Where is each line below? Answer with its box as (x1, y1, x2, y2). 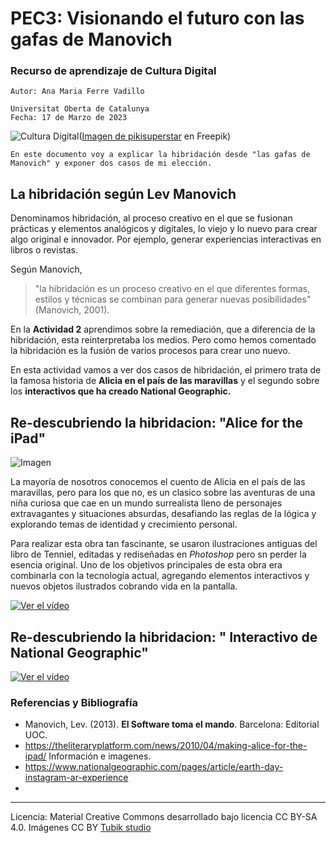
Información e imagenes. (48, 750, 152, 762)
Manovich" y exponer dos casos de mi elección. (10, 158, 213, 169)
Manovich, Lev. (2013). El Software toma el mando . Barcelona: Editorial (24, 718, 320, 731)
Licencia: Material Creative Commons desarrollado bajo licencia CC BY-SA (10, 811, 318, 823)
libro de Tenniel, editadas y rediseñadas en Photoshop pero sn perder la (10, 548, 307, 561)
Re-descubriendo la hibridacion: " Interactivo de (10, 628, 318, 646)
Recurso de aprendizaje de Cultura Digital (10, 64, 217, 78)
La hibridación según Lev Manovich (10, 185, 237, 202)
